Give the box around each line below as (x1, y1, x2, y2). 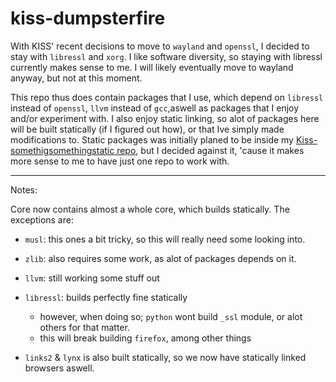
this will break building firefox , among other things (39, 332, 252, 344)
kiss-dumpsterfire (10, 7, 166, 30)
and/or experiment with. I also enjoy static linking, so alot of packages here (10, 112, 320, 124)
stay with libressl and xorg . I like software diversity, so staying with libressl (10, 50, 323, 62)
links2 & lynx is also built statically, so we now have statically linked (24, 351, 307, 363)
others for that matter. (39, 321, 130, 333)
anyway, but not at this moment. (10, 72, 143, 84)
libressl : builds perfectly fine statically (24, 291, 188, 303)
